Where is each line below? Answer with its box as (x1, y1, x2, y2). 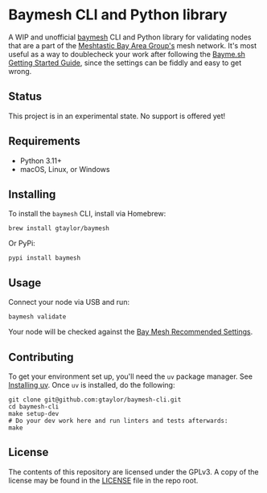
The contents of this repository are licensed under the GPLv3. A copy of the (8, 466, 259, 476)
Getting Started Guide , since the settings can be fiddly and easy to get (8, 58, 242, 68)
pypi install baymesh (8, 254, 81, 262)
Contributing (8, 350, 74, 364)
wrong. (8, 66, 32, 76)
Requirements (8, 134, 80, 148)
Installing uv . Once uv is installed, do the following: (8, 380, 175, 389)
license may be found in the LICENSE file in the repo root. (8, 475, 199, 485)
